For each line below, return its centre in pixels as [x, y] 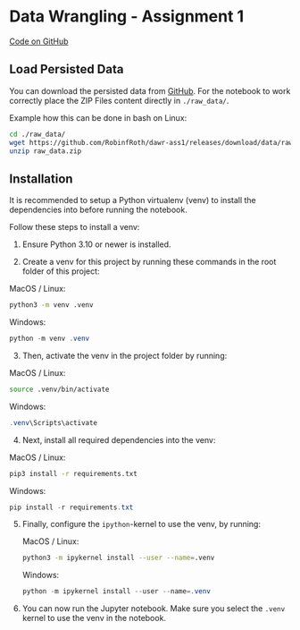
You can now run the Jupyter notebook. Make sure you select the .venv [154, 609]
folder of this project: [61, 271]
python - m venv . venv [50, 339]
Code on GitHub [39, 41]
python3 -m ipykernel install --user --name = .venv [118, 558]
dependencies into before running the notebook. [98, 210]
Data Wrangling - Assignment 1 [127, 17]
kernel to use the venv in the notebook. [94, 618]
